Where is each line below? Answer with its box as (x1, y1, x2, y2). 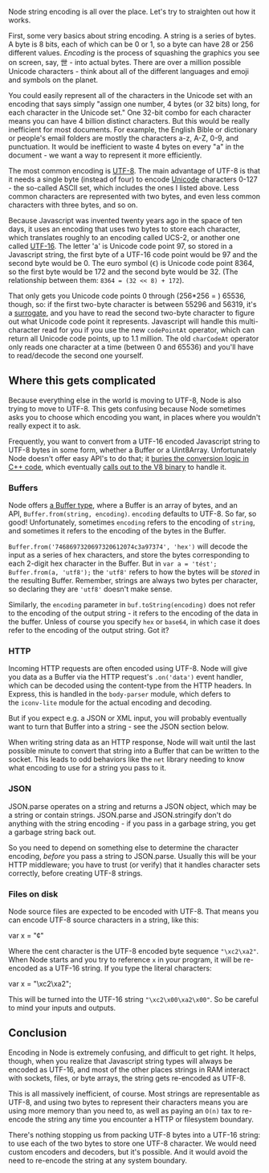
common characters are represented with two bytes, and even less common (8, 192, 261, 201)
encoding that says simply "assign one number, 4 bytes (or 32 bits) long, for (8, 100, 260, 108)
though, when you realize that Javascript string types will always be (8, 1056, 233, 1065)
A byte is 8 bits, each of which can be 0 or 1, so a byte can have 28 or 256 (8, 39, 255, 49)
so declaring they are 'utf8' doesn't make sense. (8, 584, 173, 594)
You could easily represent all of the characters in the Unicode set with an (8, 91, 253, 100)
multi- (238, 317, 259, 326)
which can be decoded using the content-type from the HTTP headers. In (8, 681, 252, 690)
